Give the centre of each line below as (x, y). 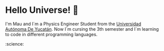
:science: (15, 44)
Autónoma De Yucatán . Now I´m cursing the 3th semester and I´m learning (82, 29)
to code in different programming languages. (51, 34)
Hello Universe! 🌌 (42, 10)
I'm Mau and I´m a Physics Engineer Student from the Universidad (73, 24)
